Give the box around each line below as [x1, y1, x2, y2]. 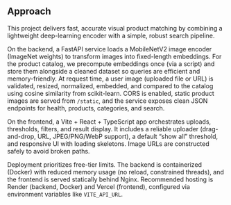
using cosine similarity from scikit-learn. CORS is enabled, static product [7, 89, 215, 97]
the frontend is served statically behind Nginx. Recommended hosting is [7, 175, 214, 183]
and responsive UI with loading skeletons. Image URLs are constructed [7, 139, 209, 148]
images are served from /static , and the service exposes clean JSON [7, 97, 208, 105]
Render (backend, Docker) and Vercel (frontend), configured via [7, 182, 191, 190]
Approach [7, 6, 51, 17]
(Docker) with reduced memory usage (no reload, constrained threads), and [7, 167, 224, 176]
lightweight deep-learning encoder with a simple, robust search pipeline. [7, 31, 215, 40]
